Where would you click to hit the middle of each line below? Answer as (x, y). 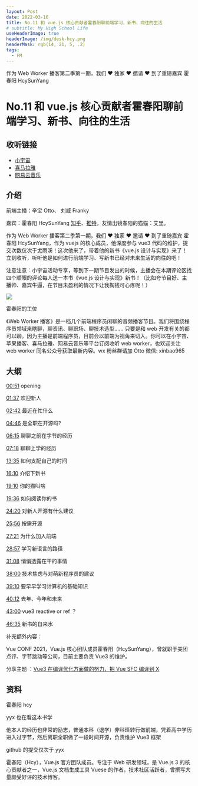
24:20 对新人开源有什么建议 (40, 511)
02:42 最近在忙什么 (29, 410)
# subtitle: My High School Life (47, 28)
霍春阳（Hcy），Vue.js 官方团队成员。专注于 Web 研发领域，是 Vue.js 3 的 (95, 762)
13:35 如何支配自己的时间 (37, 461)
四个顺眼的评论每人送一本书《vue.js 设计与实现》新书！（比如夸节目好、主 (97, 278)
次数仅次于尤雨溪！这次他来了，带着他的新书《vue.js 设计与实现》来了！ (99, 250)
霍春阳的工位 (22, 309)
